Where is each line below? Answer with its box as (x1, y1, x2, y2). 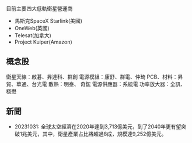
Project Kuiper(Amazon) (14, 38, 73, 45)
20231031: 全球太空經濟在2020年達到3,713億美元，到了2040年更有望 (14, 123, 181, 130)
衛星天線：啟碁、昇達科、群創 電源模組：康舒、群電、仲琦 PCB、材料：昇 (6, 73, 183, 80)
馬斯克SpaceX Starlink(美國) (14, 17, 83, 24)
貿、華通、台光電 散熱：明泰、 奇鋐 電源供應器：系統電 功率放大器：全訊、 (6, 80, 186, 87)
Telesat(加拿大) (14, 32, 51, 39)
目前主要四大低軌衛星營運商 (6, 5, 73, 12)
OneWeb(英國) (14, 25, 50, 31)
